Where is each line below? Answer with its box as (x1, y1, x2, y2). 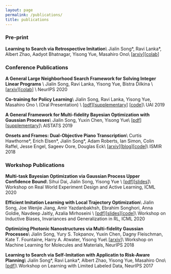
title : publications (5, 17, 50, 22)
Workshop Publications (5, 161, 65, 168)
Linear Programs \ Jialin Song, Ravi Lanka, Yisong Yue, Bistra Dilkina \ (5, 80, 153, 87)
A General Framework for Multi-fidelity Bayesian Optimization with (5, 111, 150, 118)
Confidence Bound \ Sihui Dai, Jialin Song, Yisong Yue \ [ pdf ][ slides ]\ (5, 179, 151, 185)
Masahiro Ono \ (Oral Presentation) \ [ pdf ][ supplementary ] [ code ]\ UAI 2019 (5, 101, 165, 108)
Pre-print (5, 34, 29, 41)
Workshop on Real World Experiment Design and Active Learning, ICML (5, 184, 156, 190)
